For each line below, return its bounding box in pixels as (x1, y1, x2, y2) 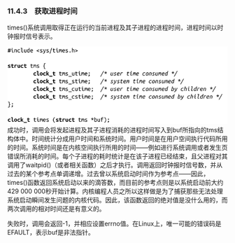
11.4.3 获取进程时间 (7, 6, 78, 15)
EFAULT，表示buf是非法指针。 (7, 228, 94, 236)
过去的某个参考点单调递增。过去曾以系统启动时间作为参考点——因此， (7, 169, 210, 178)
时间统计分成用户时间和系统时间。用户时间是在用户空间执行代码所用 (31, 134, 228, 143)
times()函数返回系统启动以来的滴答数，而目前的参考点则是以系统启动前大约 (7, 178, 224, 186)
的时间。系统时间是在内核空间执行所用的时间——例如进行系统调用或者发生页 (7, 143, 228, 151)
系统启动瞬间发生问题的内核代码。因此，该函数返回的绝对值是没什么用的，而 (7, 195, 228, 204)
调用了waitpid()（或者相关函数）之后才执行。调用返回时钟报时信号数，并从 (7, 160, 223, 169)
